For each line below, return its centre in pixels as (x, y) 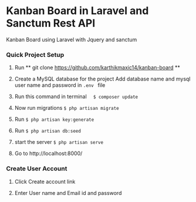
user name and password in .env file (60, 85)
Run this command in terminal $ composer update (76, 97)
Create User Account (37, 169)
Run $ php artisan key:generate (54, 119)
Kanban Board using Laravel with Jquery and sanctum (72, 39)
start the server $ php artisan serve (59, 142)
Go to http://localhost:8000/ (48, 153)
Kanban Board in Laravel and (77, 11)
